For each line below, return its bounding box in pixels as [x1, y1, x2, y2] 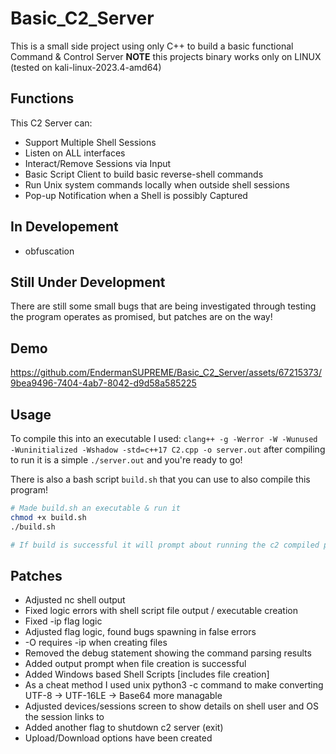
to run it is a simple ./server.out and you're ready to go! [10, 454, 243, 466]
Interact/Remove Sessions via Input [24, 157, 172, 169]
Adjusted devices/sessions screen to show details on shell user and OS [24, 700, 320, 712]
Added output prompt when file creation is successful [24, 658, 247, 670]
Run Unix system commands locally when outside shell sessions [24, 178, 290, 191]
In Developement [10, 218, 119, 236]
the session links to [24, 711, 105, 723]
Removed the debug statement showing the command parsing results [24, 647, 312, 659]
